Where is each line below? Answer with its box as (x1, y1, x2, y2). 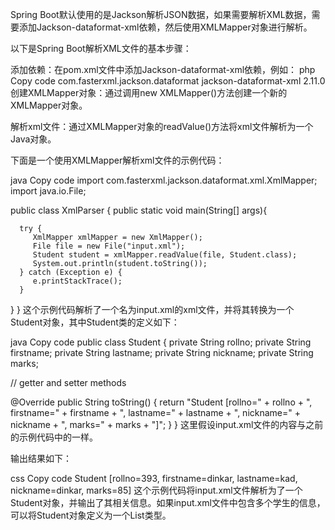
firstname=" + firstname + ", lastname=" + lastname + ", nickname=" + (10, 407, 301, 418)
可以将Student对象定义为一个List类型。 (10, 509, 172, 521)
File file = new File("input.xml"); (32, 241, 186, 251)
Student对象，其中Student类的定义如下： (10, 316, 180, 328)
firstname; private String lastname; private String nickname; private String (10, 347, 314, 358)
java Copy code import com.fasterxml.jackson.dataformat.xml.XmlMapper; (10, 174, 318, 186)
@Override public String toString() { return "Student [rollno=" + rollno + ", (10, 396, 313, 408)
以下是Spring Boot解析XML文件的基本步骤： (10, 43, 192, 54)
